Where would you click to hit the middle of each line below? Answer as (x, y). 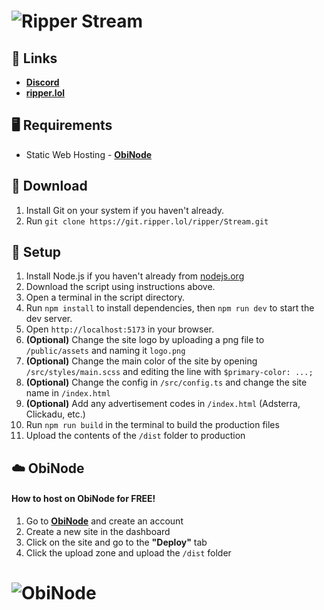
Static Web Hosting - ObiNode (89, 154)
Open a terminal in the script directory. (105, 297)
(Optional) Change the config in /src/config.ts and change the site (166, 382)
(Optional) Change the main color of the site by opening (141, 361)
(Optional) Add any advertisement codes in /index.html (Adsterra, (163, 404)
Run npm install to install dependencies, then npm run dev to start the (170, 308)
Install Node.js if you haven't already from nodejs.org (135, 276)
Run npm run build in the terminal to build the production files (152, 425)
